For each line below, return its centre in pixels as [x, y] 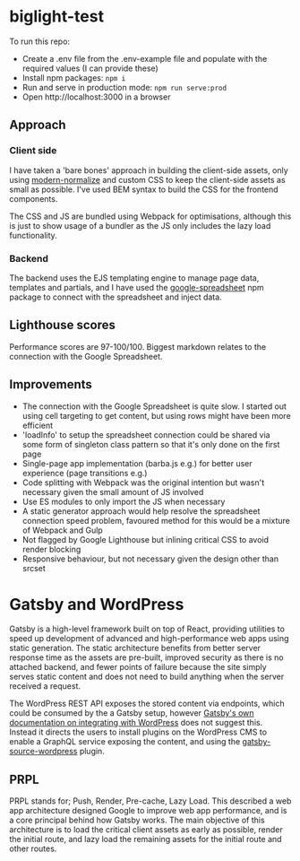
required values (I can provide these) [90, 68]
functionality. [34, 235]
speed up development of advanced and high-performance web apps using [149, 639]
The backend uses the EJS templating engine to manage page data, [134, 278]
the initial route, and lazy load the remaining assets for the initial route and [146, 839]
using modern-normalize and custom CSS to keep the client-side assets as [147, 179]
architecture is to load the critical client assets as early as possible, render [146, 830]
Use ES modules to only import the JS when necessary [124, 501]
